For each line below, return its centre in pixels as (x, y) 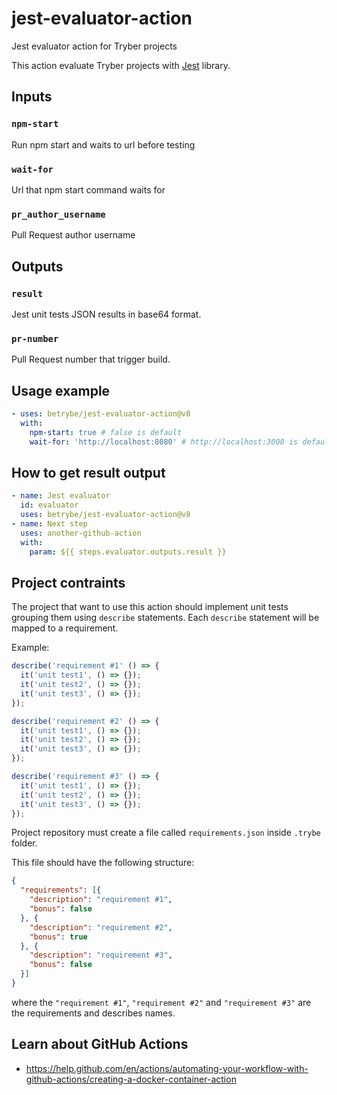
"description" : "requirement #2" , (101, 927)
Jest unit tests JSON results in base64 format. (106, 314)
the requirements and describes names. (93, 1013)
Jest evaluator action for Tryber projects (94, 46)
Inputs (32, 97)
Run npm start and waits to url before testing (103, 144)
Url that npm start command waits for (88, 189)
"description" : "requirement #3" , (101, 955)
